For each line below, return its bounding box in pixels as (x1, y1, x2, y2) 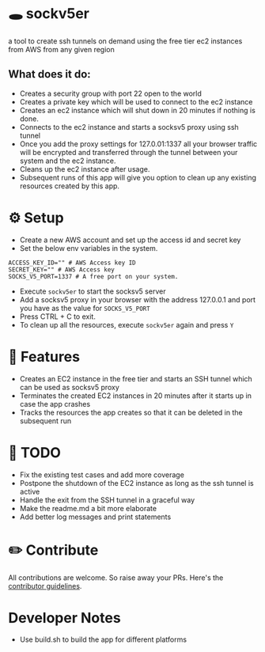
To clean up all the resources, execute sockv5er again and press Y (19, 320, 234, 329)
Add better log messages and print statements (19, 512, 172, 521)
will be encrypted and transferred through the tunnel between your (19, 147, 238, 157)
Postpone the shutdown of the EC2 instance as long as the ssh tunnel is (19, 478, 255, 487)
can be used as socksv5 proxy (19, 382, 120, 392)
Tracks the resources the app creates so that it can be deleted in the (19, 407, 243, 417)
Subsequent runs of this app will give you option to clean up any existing (19, 172, 257, 182)
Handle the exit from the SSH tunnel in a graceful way (19, 495, 195, 505)
